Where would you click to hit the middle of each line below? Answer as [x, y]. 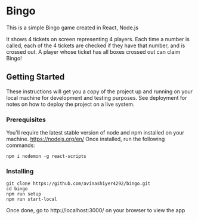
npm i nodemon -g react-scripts [46, 157]
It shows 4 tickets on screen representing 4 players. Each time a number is [98, 39]
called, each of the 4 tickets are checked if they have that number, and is [96, 45]
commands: [21, 145]
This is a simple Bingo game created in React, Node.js [72, 27]
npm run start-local [32, 199]
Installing [20, 171]
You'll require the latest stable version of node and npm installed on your [95, 133]
